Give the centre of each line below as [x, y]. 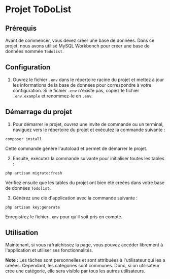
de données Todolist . [28, 188]
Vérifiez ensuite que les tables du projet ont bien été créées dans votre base [85, 183]
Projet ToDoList [38, 9]
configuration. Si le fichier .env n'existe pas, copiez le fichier [76, 90]
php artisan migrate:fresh [34, 173]
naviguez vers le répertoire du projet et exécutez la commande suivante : [89, 130]
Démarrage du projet [39, 112]
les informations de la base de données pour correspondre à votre [82, 85]
